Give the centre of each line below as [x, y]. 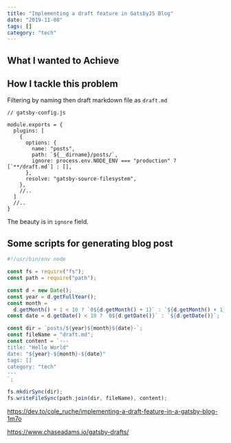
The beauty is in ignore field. [48, 222]
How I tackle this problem [63, 84]
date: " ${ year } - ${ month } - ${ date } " [57, 354]
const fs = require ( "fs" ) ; [46, 272]
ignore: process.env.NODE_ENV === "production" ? [104, 161]
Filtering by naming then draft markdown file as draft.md [87, 100]
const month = [27, 303]
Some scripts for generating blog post [90, 243]
